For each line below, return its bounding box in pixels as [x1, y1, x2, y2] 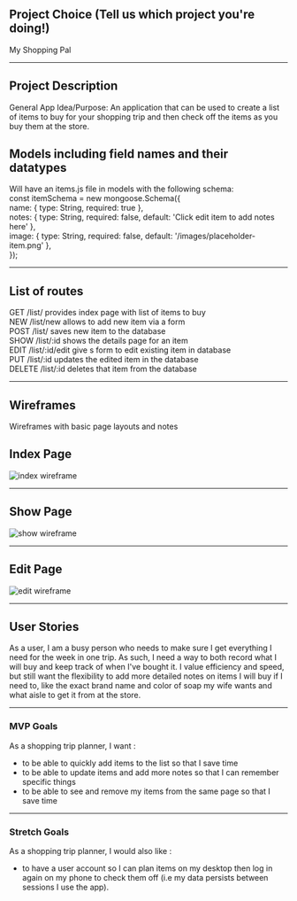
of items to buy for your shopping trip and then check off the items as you [9, 111, 278, 122]
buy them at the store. [9, 120, 90, 131]
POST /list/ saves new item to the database [9, 326, 166, 337]
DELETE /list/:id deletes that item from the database [9, 363, 197, 375]
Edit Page [9, 562, 63, 577]
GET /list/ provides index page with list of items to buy [9, 307, 206, 318]
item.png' [9, 240, 44, 251]
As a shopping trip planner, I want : [9, 740, 136, 751]
